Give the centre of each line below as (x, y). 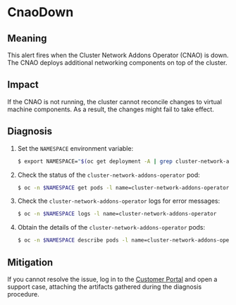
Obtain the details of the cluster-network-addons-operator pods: (111, 228)
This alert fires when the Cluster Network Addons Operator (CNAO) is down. (118, 55)
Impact (23, 85)
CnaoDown (41, 12)
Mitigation (30, 262)
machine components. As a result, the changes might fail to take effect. (111, 109)
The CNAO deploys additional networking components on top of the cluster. (117, 63)
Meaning (27, 38)
